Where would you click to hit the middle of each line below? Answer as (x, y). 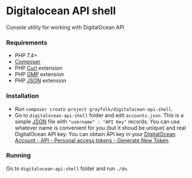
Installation (23, 96)
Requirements (27, 43)
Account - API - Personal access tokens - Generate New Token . (92, 140)
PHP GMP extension (39, 75)
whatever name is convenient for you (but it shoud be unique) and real (100, 128)
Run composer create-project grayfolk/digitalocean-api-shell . (94, 109)
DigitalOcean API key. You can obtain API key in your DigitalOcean (95, 134)
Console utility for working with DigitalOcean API (65, 27)
